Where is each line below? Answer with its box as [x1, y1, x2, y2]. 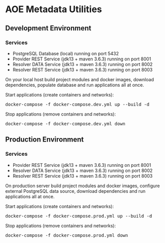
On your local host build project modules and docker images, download [5, 76, 154, 82]
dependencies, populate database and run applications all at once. [5, 82, 144, 88]
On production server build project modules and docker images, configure [5, 183, 160, 189]
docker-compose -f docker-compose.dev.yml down [5, 121, 126, 126]
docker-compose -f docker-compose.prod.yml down [5, 232, 128, 238]
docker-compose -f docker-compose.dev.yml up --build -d [5, 101, 150, 107]
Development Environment [5, 24, 92, 32]
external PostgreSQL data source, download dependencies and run [5, 188, 146, 194]
